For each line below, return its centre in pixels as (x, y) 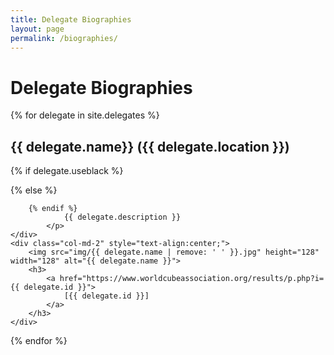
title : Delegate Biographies (71, 19)
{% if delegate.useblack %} (67, 171)
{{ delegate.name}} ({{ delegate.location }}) (150, 146)
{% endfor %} (39, 341)
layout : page (37, 29)
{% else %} (34, 190)
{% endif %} (53, 209)
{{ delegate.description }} (122, 217)
